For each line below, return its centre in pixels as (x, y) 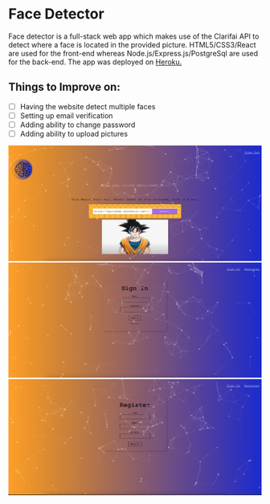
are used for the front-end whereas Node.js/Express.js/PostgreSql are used (133, 53)
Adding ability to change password (78, 125)
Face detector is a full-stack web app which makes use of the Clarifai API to (134, 36)
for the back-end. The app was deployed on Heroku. (95, 62)
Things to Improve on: (64, 87)
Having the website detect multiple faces (88, 106)
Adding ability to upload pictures (74, 133)
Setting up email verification (66, 115)
